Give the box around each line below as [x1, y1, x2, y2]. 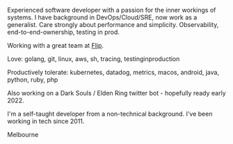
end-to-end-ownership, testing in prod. [7, 28, 120, 36]
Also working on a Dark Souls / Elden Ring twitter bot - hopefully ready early [7, 89, 226, 97]
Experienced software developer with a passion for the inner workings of [7, 6, 216, 14]
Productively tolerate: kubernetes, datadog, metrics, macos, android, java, [7, 69, 220, 76]
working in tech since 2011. [7, 117, 85, 125]
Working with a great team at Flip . [7, 42, 104, 49]
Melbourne [7, 131, 39, 138]
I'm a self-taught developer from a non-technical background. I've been [7, 110, 213, 118]
